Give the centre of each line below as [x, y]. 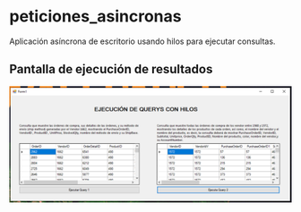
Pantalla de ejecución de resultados [111, 69]
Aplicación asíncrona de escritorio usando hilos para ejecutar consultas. [142, 41]
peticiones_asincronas [95, 17]
